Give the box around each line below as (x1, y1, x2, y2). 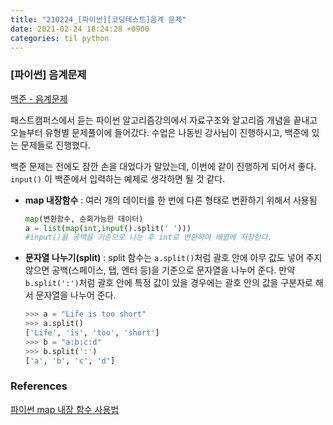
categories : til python (10, 33, 110, 43)
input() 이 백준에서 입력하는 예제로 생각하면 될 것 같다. (10, 172, 226, 185)
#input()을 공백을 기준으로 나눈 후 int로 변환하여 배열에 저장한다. (24, 232, 273, 243)
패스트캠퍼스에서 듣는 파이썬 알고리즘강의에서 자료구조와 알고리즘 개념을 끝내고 (10, 114, 318, 126)
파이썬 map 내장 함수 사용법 (10, 403, 120, 415)
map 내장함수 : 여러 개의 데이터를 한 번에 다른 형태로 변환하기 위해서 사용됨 (24, 194, 318, 206)
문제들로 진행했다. (20, 139, 91, 151)
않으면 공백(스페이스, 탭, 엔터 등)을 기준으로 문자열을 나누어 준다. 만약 (24, 264, 296, 276)
